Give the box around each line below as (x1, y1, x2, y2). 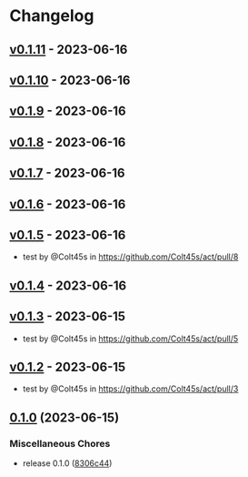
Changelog (9, 5, 94, 26)
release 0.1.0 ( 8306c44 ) (22, 458, 113, 469)
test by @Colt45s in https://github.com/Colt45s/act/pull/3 (22, 383, 239, 394)
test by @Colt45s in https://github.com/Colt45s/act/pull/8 (22, 251, 239, 262)
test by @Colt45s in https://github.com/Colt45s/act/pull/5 (22, 333, 239, 344)
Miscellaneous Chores (9, 437, 111, 450)
